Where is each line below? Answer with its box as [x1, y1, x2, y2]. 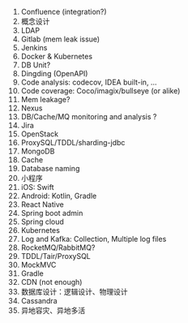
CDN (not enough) [20, 278, 83, 286]
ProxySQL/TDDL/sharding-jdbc [20, 138, 126, 147]
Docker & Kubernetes [20, 52, 92, 61]
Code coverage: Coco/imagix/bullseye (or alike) [20, 86, 181, 96]
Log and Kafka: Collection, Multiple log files [20, 235, 167, 243]
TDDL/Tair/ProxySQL [20, 252, 92, 261]
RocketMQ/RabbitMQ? [20, 243, 96, 252]
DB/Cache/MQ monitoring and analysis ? [20, 112, 157, 121]
